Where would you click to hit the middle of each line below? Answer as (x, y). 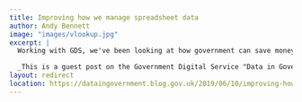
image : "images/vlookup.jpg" (64, 34)
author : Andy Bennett (50, 26)
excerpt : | (30, 42)
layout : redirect (42, 76)
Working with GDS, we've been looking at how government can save (144, 51)
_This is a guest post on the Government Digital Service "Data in (147, 67)
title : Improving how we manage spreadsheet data (104, 17)
